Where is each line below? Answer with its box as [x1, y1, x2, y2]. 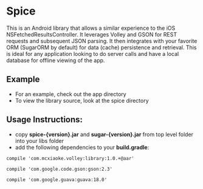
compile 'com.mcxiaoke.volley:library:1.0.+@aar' [6, 155, 135, 162]
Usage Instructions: [6, 114, 83, 125]
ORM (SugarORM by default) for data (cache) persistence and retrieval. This [6, 44, 197, 51]
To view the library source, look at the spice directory [15, 97, 149, 104]
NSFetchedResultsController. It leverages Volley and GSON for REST [6, 30, 177, 38]
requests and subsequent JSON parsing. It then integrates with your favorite [6, 37, 198, 44]
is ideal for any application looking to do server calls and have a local [6, 50, 179, 57]
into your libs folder [15, 137, 64, 144]
